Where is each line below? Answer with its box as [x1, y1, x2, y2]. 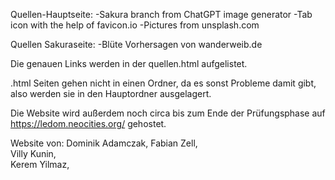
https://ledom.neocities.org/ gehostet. [10, 118, 167, 129]
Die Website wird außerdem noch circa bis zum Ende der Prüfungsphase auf [10, 107, 326, 119]
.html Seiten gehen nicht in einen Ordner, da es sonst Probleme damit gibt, [10, 77, 317, 89]
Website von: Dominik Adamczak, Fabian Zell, [10, 137, 198, 149]
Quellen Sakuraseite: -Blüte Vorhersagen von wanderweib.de [10, 39, 263, 50]
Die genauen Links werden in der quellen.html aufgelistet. [10, 58, 248, 69]
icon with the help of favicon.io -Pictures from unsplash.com [10, 19, 260, 31]
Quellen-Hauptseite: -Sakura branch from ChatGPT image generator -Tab [10, 9, 313, 20]
